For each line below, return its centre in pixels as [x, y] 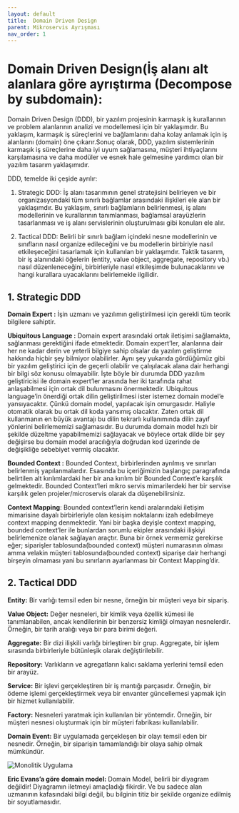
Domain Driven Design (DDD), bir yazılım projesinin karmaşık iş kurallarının [117, 119]
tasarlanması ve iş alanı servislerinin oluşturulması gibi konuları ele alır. [121, 223]
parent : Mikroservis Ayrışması [54, 27]
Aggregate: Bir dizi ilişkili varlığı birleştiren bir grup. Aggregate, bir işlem [113, 642]
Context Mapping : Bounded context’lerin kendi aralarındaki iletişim [106, 507]
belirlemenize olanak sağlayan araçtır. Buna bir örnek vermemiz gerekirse [115, 537]
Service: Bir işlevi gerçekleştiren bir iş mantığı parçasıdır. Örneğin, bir [110, 685]
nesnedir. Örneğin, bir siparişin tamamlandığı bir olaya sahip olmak [105, 744]
